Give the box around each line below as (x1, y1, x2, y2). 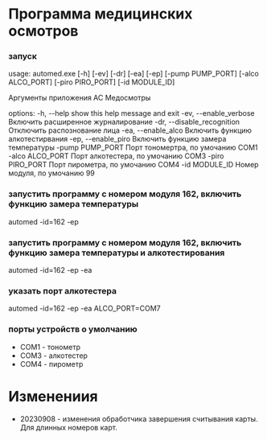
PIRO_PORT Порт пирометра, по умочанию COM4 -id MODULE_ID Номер (8, 160, 259, 170)
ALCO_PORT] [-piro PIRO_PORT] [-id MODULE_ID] (8, 77, 175, 87)
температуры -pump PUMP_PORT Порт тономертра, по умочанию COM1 (8, 142, 259, 153)
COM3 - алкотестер (19, 351, 88, 360)
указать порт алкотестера (8, 286, 117, 296)
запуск (8, 51, 38, 62)
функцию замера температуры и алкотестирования (8, 247, 225, 258)
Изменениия (8, 387, 98, 405)
